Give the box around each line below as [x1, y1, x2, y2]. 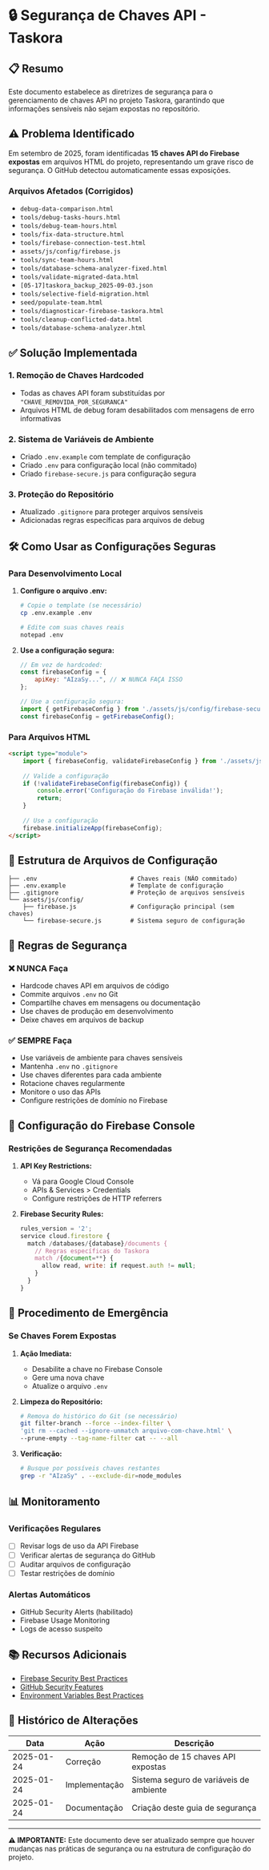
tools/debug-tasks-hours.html [19, 214, 122, 222]
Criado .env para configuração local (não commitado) [19, 460, 198, 470]
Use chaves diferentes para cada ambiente [19, 1070, 163, 1080]
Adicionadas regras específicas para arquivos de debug [19, 516, 205, 525]
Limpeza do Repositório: [19, 1397, 103, 1406]
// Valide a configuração [22, 772, 110, 780]
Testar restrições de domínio [19, 1568, 115, 1578]
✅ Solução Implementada [8, 346, 138, 360]
